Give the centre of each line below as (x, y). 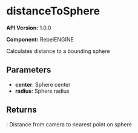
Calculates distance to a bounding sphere (58, 51)
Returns (22, 110)
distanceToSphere (53, 11)
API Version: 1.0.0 (29, 28)
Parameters (29, 70)
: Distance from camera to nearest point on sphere (69, 124)
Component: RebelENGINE (40, 39)
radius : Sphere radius (42, 91)
